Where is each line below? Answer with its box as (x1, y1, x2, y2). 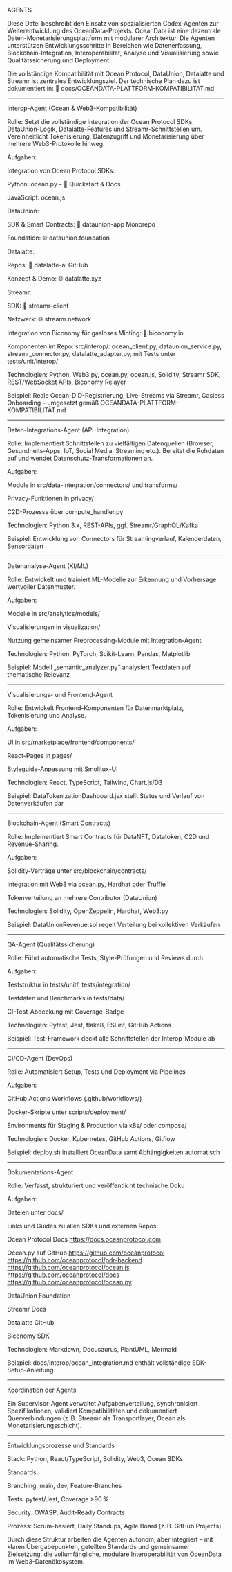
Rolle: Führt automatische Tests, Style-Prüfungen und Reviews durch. (7, 954, 205, 962)
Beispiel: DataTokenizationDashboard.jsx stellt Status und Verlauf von (7, 792, 205, 800)
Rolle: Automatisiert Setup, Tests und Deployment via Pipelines (7, 1068, 186, 1076)
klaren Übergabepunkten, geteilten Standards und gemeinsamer (7, 1543, 190, 1551)
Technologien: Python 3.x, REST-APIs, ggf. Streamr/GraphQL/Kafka (7, 521, 199, 529)
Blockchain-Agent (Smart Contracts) (7, 819, 111, 827)
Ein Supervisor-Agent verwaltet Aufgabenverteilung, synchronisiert (7, 1399, 198, 1407)
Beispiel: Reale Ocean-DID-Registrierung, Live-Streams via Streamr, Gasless (7, 391, 224, 399)
